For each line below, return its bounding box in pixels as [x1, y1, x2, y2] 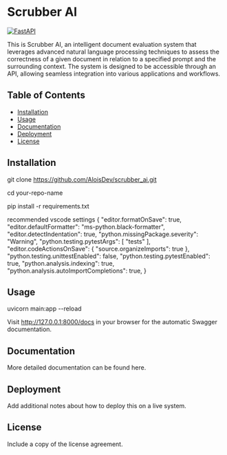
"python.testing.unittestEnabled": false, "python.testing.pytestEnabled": [7, 252, 210, 260]
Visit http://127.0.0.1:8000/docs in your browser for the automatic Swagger [7, 318, 218, 326]
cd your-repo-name [7, 189, 63, 197]
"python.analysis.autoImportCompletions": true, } [7, 266, 147, 275]
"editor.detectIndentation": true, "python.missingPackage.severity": [7, 230, 198, 238]
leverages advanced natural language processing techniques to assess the [7, 47, 220, 56]
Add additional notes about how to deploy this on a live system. [7, 402, 187, 410]
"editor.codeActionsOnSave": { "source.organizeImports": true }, [7, 244, 190, 253]
